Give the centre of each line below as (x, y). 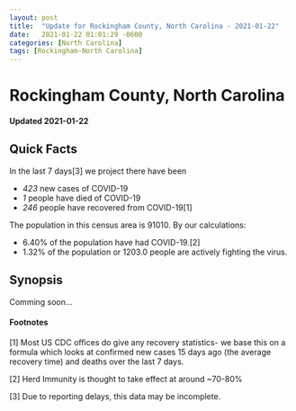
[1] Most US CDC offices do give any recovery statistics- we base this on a (148, 342)
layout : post (34, 18)
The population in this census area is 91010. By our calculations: (128, 225)
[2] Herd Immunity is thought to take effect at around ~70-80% (126, 379)
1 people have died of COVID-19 (81, 198)
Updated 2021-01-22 (49, 121)
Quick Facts (44, 149)
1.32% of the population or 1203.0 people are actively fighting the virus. (155, 252)
